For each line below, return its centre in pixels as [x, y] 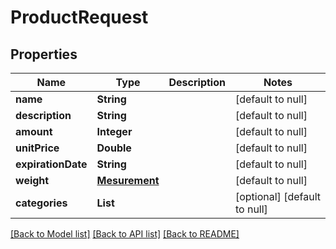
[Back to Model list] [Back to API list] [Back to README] [125, 234]
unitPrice [37, 148]
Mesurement [128, 180]
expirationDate [51, 164]
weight [32, 180]
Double [114, 148]
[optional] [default [277, 196]
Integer [114, 131]
